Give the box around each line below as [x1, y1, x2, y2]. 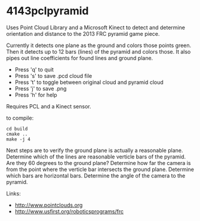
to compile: [6, 114, 34, 122]
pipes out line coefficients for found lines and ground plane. [6, 54, 153, 61]
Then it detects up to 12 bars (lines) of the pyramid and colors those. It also [6, 48, 191, 55]
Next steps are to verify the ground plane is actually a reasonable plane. [6, 147, 183, 154]
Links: [6, 189, 21, 197]
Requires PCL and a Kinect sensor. [6, 102, 91, 110]
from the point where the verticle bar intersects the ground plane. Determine [6, 166, 194, 173]
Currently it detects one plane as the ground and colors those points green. [6, 42, 192, 49]
